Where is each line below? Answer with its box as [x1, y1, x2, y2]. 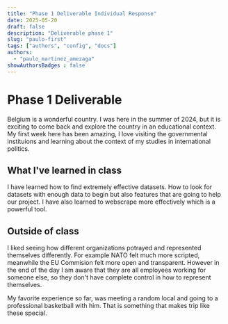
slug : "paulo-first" [7, 36, 67, 43]
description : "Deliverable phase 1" [7, 29, 113, 37]
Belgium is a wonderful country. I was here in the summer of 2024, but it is [7, 115, 221, 123]
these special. [7, 309, 47, 317]
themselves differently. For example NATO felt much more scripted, [7, 251, 200, 259]
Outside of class [7, 225, 79, 237]
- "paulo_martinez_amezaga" [13, 56, 95, 63]
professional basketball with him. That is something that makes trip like [7, 302, 210, 310]
